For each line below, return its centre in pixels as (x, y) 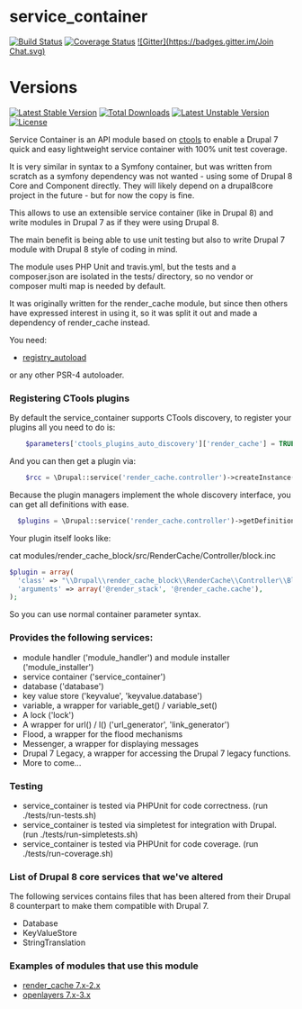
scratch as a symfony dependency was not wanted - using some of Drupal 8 (151, 176)
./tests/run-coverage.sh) (68, 853)
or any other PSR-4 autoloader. (67, 375)
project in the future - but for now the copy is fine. (102, 195)
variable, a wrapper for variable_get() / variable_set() (120, 705)
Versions (44, 88)
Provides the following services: (81, 638)
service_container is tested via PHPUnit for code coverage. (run (140, 843)
